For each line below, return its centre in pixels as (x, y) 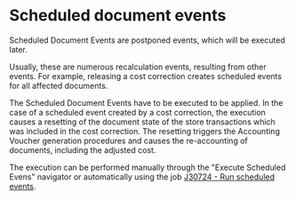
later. (19, 49)
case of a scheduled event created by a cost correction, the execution (138, 112)
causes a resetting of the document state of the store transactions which (142, 122)
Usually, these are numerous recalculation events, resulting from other (138, 67)
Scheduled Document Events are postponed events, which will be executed (147, 40)
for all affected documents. (59, 85)
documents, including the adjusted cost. (83, 150)
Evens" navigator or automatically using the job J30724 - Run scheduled (142, 176)
